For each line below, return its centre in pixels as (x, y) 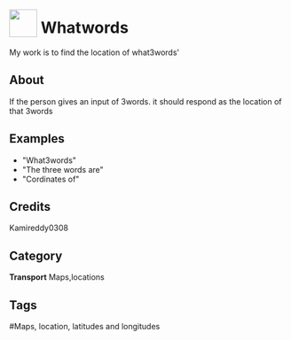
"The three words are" (63, 169)
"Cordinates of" (51, 179)
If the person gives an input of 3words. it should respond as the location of (145, 101)
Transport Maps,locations (57, 277)
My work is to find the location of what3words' (94, 52)
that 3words (31, 111)
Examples (37, 139)
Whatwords (84, 28)
